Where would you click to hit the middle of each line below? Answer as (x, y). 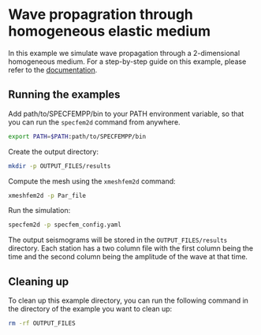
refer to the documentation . (53, 69)
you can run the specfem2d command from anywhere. (94, 122)
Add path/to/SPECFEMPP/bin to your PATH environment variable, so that (126, 114)
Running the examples (64, 95)
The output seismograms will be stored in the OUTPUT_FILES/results (118, 240)
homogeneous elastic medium (110, 31)
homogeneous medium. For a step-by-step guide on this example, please (127, 61)
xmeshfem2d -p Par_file (47, 195)
